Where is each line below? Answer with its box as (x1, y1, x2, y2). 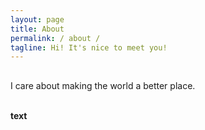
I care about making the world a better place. (10, 79, 196, 91)
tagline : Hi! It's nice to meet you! (10, 42, 168, 53)
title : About (10, 24, 65, 34)
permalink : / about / (10, 33, 101, 43)
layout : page (10, 14, 65, 25)
